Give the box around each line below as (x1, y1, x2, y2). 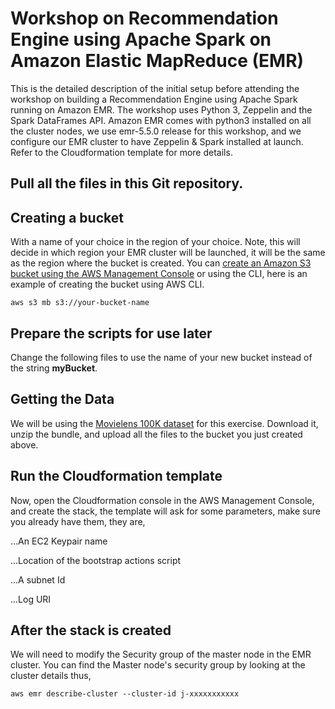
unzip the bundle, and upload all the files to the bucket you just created (10, 428, 303, 440)
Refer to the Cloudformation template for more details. (10, 146, 233, 158)
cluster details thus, (10, 670, 92, 682)
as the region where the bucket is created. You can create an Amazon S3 (10, 257, 312, 269)
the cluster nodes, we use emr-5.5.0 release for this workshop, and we (10, 125, 302, 137)
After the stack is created (10, 622, 172, 639)
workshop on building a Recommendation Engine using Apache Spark (10, 93, 298, 105)
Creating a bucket (10, 209, 124, 226)
